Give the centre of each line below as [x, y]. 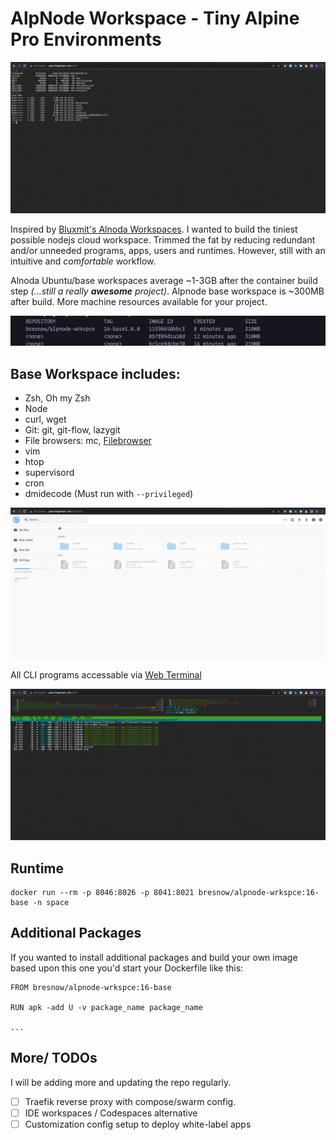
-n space [51, 903]
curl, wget [45, 419]
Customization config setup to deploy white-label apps [138, 1124]
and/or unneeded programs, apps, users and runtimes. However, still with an [168, 251]
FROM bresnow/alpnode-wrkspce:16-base [91, 987]
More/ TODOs [54, 1058]
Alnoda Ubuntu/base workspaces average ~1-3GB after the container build [164, 281]
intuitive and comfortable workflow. [83, 261]
